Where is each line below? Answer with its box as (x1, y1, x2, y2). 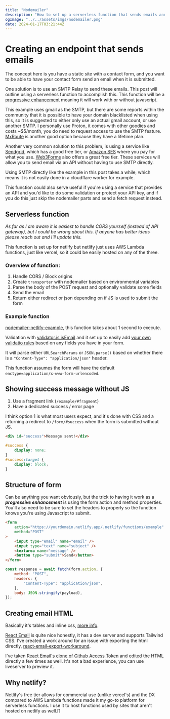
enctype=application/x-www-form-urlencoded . (5, 370, 100, 376)
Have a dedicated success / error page (12, 404, 95, 410)
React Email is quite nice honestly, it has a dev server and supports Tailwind (5, 632, 163, 638)
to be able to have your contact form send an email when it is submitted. (5, 76, 156, 83)
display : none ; (14, 448, 47, 453)
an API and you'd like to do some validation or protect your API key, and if (5, 190, 158, 196)
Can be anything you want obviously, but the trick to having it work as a (5, 494, 154, 500)
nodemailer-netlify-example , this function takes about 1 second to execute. (5, 325, 161, 331)
